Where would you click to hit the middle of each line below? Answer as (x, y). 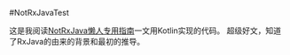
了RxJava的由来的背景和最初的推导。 (77, 41)
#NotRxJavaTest (39, 13)
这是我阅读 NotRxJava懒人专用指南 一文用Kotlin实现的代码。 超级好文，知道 (145, 31)
